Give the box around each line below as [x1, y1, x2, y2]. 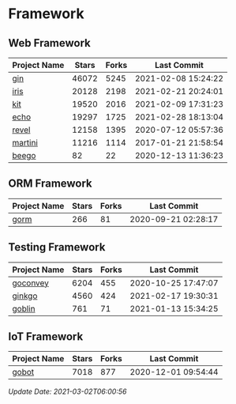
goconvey [12, 278, 50, 289]
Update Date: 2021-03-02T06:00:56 [8, 387, 127, 396]
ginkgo [12, 290, 38, 301]
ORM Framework [8, 177, 92, 191]
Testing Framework [8, 240, 106, 254]
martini [12, 138, 38, 148]
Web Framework [8, 36, 91, 50]
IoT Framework [8, 330, 84, 344]
